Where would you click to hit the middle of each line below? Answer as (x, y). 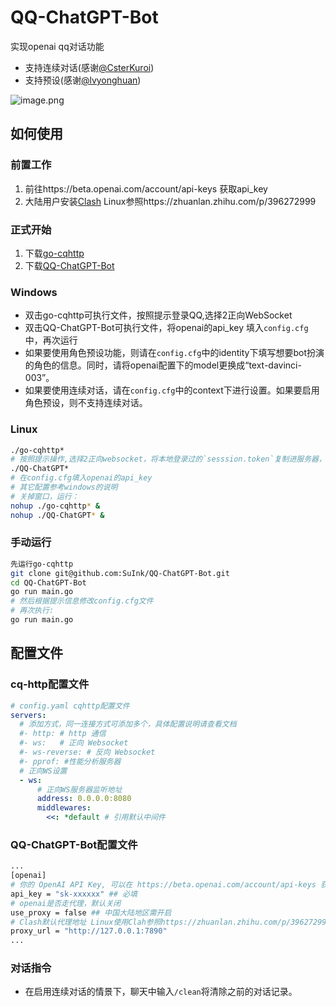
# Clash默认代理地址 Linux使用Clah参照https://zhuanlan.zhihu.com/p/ (151, 922)
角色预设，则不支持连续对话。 (86, 403)
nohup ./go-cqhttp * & (55, 506)
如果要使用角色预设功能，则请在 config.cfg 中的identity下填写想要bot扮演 (174, 353)
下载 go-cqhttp (54, 253)
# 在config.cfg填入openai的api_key (81, 478)
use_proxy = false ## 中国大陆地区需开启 (91, 912)
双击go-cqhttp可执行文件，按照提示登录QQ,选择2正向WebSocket (158, 315)
